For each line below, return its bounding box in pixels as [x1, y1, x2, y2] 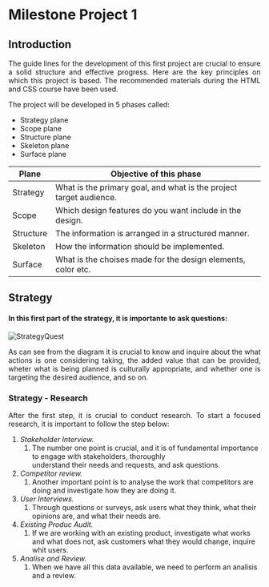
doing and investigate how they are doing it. [31, 485, 177, 495]
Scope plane [19, 124, 62, 133]
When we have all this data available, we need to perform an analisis [31, 562, 258, 572]
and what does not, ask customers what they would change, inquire [31, 537, 256, 546]
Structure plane [19, 132, 72, 142]
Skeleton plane [19, 141, 70, 150]
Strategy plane [19, 115, 69, 125]
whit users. [31, 545, 69, 554]
